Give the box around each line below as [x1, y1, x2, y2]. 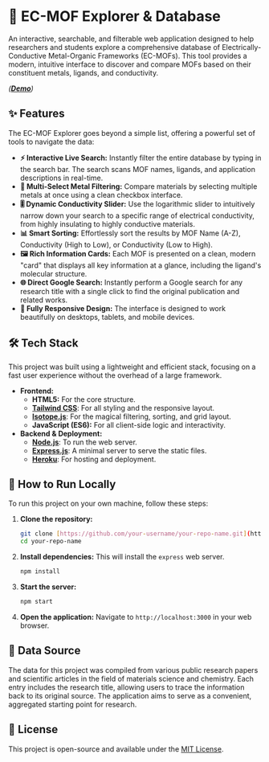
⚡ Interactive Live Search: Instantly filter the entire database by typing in [19, 153, 262, 162]
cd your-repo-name [19, 538, 82, 546]
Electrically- [222, 42, 262, 51]
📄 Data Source [8, 644, 81, 658]
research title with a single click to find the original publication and [19, 286, 240, 296]
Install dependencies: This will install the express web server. [19, 552, 225, 562]
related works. [19, 295, 68, 305]
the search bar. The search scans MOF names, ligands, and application [19, 164, 255, 174]
